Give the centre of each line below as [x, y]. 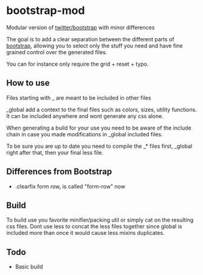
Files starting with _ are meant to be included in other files [79, 97]
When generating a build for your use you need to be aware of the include [99, 128]
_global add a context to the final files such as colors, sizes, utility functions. [102, 110]
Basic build [29, 267]
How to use [28, 83]
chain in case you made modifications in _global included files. [84, 134]
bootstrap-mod [46, 11]
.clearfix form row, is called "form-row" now [70, 186]
